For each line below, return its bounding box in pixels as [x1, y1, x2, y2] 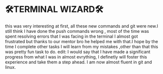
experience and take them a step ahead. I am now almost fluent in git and [5, 59, 152, 65]
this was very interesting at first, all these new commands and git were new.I [5, 23, 158, 29]
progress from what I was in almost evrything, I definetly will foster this [5, 54, 147, 59]
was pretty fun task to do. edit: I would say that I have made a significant [5, 49, 151, 55]
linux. [5, 64, 16, 70]
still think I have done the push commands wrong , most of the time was [5, 28, 149, 34]
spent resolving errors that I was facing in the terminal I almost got [5, 33, 138, 39]
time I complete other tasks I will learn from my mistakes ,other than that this [5, 44, 158, 49]
